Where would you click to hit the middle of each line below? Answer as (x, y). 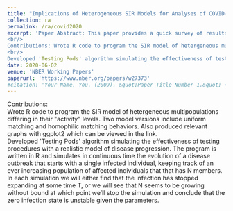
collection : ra (29, 20)
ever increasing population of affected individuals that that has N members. (115, 171)
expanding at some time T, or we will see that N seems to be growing (106, 185)
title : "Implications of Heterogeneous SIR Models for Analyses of (107, 14)
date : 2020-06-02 (32, 65)
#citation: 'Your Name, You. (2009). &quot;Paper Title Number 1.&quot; (114, 85)
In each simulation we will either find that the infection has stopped (103, 178)
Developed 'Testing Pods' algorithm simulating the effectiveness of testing (113, 141)
